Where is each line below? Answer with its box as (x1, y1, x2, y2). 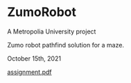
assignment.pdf (7, 68, 52, 76)
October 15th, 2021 (7, 54, 61, 63)
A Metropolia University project (7, 27, 96, 36)
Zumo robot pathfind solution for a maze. (7, 40, 125, 49)
